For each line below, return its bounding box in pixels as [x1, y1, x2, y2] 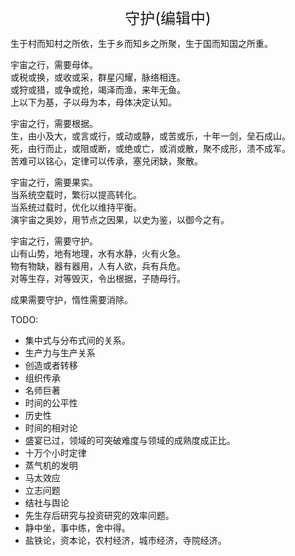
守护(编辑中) [124, 9, 212, 28]
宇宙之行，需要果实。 [10, 176, 98, 188]
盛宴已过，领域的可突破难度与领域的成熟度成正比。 [24, 435, 236, 446]
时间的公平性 [24, 397, 78, 409]
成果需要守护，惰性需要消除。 [10, 294, 133, 305]
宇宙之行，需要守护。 [10, 235, 98, 247]
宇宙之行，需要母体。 [10, 59, 98, 70]
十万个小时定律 [24, 447, 87, 459]
